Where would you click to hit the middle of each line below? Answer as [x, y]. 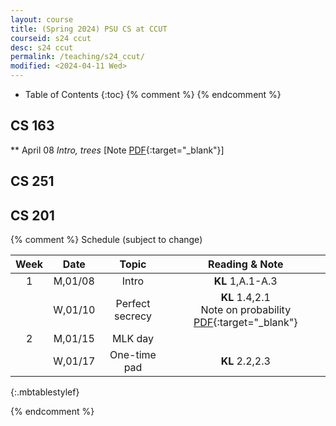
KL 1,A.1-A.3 [245, 281]
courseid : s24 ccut [51, 38]
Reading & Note [246, 264]
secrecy [133, 316]
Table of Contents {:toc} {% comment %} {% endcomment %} [153, 94]
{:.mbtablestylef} [45, 392]
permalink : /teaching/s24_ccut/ [77, 57]
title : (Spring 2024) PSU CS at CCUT [89, 29]
